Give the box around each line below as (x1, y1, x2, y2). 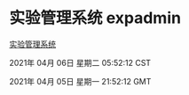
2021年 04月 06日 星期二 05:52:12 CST (9, 57, 152, 68)
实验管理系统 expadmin (9, 8, 182, 28)
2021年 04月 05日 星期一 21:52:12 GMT (9, 76, 152, 86)
